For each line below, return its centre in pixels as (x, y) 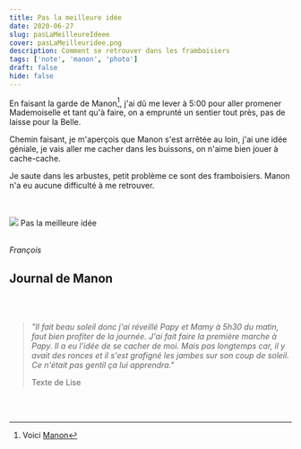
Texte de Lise (56, 383)
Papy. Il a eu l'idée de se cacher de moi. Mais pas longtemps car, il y (158, 346)
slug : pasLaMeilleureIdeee (60, 34)
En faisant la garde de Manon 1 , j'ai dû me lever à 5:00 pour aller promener (146, 102)
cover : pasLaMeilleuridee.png (66, 43)
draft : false (34, 68)
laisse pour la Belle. (45, 122)
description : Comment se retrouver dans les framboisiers (120, 51)
